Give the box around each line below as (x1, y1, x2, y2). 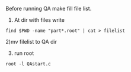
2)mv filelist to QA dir (5, 38, 57, 45)
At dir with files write (14, 17, 65, 23)
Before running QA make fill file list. (5, 5, 92, 12)
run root (14, 50, 34, 57)
